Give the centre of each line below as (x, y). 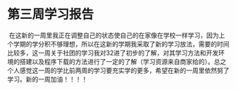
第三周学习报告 (51, 14)
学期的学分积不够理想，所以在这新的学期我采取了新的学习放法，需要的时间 (121, 44)
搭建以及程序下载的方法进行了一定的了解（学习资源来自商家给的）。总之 (123, 61)
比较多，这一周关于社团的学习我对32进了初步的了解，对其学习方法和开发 (113, 53)
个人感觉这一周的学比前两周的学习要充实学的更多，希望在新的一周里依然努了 (118, 70)
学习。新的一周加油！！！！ (48, 79)
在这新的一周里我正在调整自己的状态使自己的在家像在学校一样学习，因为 (114, 35)
